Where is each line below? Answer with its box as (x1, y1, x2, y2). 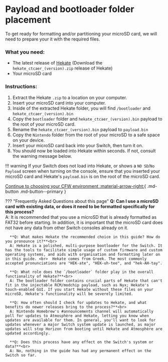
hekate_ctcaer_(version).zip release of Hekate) (12, 65, 113, 71)
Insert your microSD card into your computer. (12, 100, 106, 106)
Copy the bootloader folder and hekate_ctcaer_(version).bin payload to (12, 116, 162, 122)
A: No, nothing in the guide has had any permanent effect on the (10, 348, 151, 353)
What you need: (5, 49, 45, 56)
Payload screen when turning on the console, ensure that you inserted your (5, 168, 160, 174)
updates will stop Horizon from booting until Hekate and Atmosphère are (5, 326, 163, 331)
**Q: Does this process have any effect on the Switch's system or (10, 339, 154, 344)
